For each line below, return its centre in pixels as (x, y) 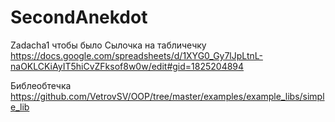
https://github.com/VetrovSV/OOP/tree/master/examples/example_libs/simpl (167, 96)
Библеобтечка (41, 85)
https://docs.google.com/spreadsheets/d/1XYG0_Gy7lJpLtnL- (136, 55)
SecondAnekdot (79, 17)
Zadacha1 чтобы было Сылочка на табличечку (108, 45)
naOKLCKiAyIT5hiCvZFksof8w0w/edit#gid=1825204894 (127, 66)
